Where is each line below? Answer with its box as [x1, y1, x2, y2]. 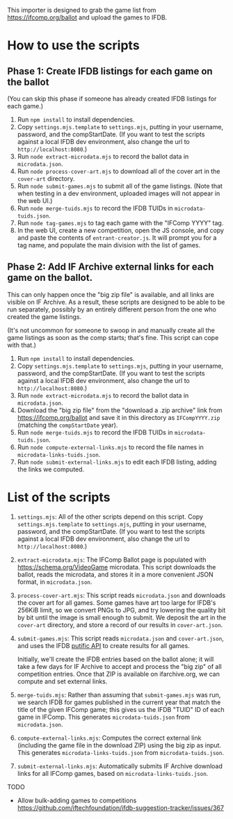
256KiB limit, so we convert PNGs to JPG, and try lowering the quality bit [17, 606, 226, 614]
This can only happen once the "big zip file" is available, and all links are [7, 290, 214, 298]
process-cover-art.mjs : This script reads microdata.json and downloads [17, 591, 226, 599]
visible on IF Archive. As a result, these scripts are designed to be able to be [7, 298, 225, 306]
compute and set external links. [17, 677, 108, 686]
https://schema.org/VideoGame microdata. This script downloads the [17, 562, 216, 571]
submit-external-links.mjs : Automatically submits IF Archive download [17, 761, 223, 770]
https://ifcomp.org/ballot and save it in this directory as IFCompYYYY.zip [17, 413, 220, 421]
